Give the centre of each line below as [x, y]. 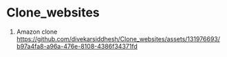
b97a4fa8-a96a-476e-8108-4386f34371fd [77, 46]
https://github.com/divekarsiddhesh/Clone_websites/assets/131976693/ [118, 38]
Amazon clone [37, 32]
